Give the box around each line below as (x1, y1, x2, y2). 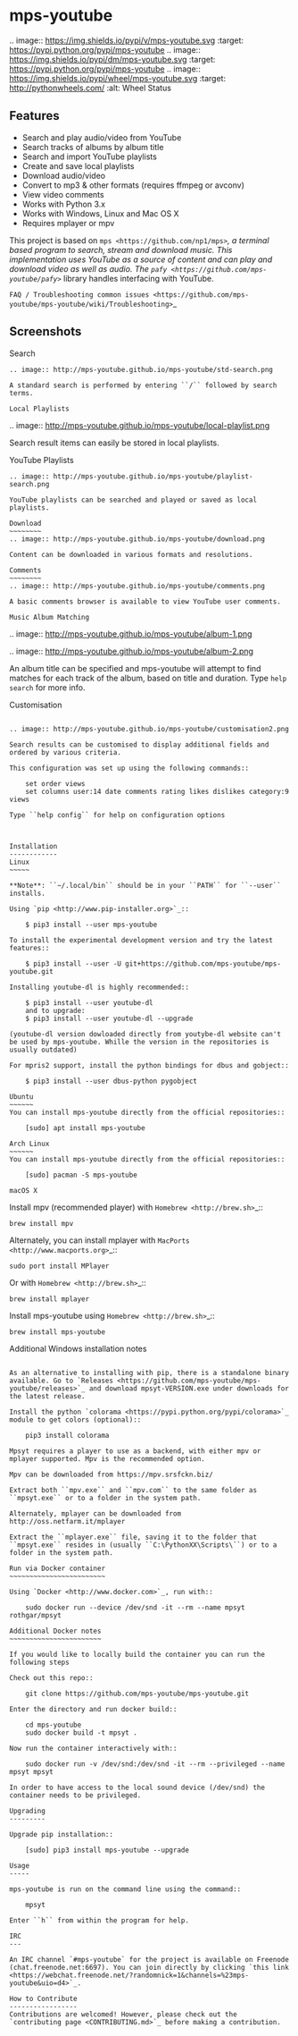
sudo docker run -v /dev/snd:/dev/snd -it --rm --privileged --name (25, 1759, 286, 1769)
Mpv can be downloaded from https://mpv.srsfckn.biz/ (9, 1470, 214, 1479)
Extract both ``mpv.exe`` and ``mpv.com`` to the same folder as (9, 1485, 257, 1494)
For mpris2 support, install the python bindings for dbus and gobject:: (9, 1060, 290, 1069)
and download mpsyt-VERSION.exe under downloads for (88, 1383, 290, 1393)
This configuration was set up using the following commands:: (9, 764, 250, 773)
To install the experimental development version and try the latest (9, 935, 274, 944)
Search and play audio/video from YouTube (21, 131, 182, 143)
